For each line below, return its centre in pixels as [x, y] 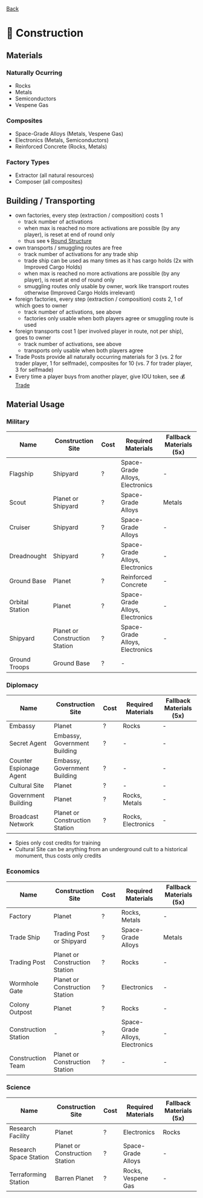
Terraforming [28, 1174]
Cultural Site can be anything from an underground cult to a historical [101, 849]
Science [19, 1087]
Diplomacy [22, 685]
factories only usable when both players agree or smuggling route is [109, 318]
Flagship [21, 474]
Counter [21, 761]
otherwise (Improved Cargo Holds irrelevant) [79, 293]
